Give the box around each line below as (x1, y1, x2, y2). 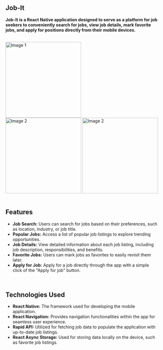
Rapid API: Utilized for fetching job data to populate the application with (12, 324, 156, 330)
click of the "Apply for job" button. (12, 267, 81, 273)
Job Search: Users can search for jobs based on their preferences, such (12, 221, 158, 227)
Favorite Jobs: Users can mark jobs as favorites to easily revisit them (12, 252, 151, 257)
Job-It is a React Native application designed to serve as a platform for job (5, 16, 158, 22)
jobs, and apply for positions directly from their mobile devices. (5, 27, 136, 33)
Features (5, 208, 33, 216)
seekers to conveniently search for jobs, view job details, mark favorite (5, 22, 151, 28)
